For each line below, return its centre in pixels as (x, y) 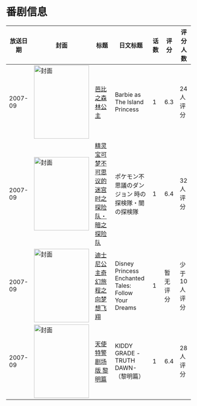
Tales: (123, 286)
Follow (124, 293)
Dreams (125, 307)
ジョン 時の (130, 194)
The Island (129, 102)
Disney (124, 263)
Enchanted (130, 278)
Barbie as (128, 95)
